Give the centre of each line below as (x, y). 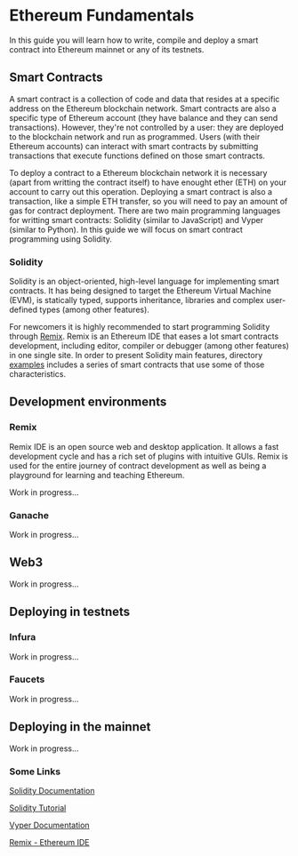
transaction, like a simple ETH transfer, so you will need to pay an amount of (149, 201)
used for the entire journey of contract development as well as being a (138, 465)
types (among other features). (94, 310)
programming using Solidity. (61, 239)
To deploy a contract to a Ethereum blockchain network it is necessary (138, 172)
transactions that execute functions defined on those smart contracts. (137, 156)
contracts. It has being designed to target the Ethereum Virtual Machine (140, 291)
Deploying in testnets (70, 612)
